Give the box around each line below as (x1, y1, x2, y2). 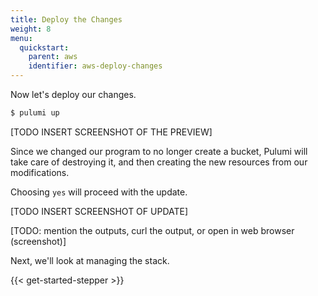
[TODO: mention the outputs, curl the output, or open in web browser (10, 224, 295, 236)
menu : (10, 33, 33, 43)
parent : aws (28, 52, 78, 62)
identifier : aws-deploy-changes (28, 61, 163, 71)
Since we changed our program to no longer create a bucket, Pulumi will (10, 145, 308, 157)
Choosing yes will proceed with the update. (10, 186, 188, 198)
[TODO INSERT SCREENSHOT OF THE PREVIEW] (10, 126, 213, 138)
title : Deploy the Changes (10, 14, 123, 25)
